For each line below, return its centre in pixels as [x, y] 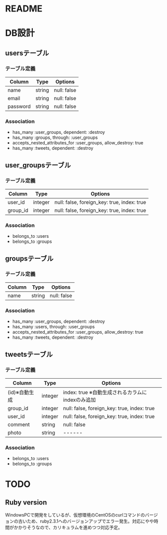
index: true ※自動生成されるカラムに [105, 393]
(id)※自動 [18, 393]
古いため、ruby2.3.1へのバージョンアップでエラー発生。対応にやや [86, 521]
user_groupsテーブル [38, 165]
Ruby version [26, 502]
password [19, 106]
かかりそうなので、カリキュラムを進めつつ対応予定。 [68, 528]
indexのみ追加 [79, 400]
